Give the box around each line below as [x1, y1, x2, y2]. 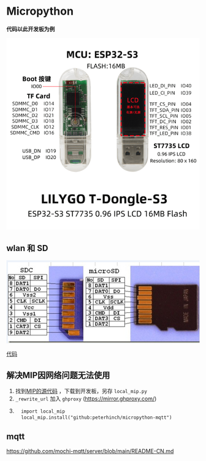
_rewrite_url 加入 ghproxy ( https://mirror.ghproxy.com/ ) [15, 395, 157, 402]
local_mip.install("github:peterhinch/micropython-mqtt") [21, 414, 172, 421]
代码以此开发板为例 [6, 25, 55, 32]
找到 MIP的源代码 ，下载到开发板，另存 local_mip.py [15, 388, 147, 395]
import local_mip [21, 408, 66, 414]
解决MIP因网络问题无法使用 [6, 370, 110, 380]
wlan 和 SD [6, 243, 48, 253]
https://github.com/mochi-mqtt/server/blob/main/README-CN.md [6, 448, 174, 455]
